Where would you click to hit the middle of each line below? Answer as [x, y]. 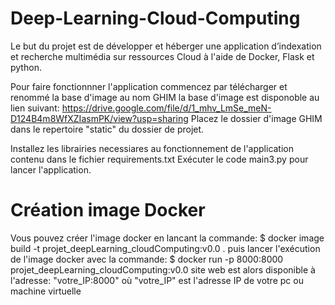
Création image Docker [108, 210]
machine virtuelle [46, 291]
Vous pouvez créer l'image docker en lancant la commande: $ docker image [167, 238]
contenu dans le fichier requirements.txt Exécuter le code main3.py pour [159, 159]
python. [26, 67]
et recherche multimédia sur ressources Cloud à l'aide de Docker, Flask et [162, 56]
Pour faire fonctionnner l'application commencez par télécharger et [149, 86]
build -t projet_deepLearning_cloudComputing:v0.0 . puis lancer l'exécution [165, 248]
